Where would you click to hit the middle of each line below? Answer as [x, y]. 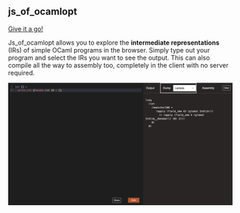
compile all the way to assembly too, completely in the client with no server [118, 65]
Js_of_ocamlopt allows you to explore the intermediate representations [114, 43]
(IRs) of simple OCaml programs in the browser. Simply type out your [109, 50]
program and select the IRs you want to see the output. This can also [109, 58]
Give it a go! [26, 28]
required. [21, 72]
